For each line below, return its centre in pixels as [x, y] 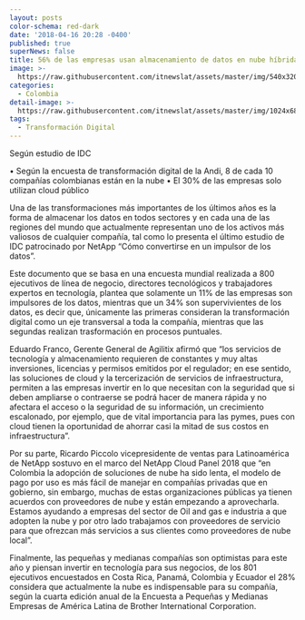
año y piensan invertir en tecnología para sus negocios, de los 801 [133, 567]
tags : [20, 119]
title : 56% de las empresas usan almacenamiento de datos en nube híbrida [154, 60]
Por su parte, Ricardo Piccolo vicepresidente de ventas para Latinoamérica [149, 453]
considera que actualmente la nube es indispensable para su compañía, [144, 587]
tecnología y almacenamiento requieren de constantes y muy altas [134, 359]
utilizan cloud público [49, 190]
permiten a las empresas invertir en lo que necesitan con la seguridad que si [152, 388]
